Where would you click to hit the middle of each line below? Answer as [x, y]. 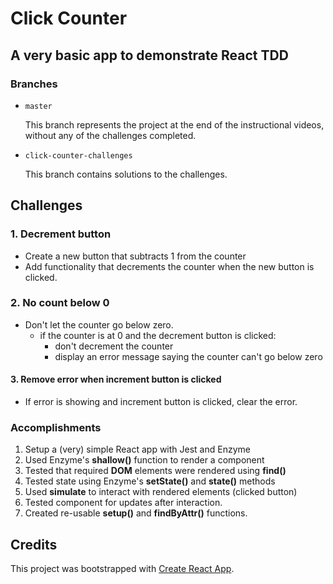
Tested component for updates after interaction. [123, 503]
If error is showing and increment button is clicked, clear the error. [161, 402]
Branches [34, 84]
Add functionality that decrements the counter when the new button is [169, 266]
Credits [34, 544]
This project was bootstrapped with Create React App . [122, 569]
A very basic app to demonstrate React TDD [149, 55]
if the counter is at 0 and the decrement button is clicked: [158, 335]
